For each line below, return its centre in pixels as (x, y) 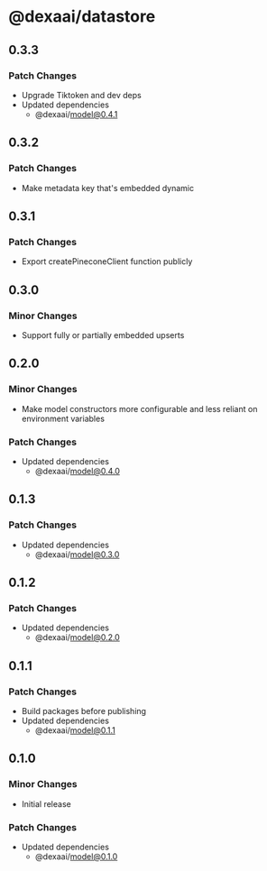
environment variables (63, 418)
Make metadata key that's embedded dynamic (108, 188)
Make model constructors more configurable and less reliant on (139, 408)
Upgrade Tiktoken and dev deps (81, 95)
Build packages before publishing (83, 711)
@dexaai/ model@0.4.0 (78, 471)
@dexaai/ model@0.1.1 (75, 730)
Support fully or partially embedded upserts (103, 335)
